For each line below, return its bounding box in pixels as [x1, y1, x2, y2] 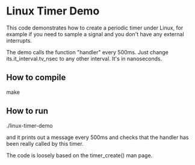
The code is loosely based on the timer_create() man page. [6, 152, 153, 159]
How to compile [6, 72, 66, 82]
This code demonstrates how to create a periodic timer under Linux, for [6, 24, 184, 31]
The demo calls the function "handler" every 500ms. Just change [6, 48, 169, 55]
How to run [6, 106, 49, 116]
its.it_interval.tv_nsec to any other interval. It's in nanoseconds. [6, 55, 162, 62]
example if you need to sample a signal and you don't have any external [6, 30, 185, 37]
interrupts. [6, 37, 32, 44]
